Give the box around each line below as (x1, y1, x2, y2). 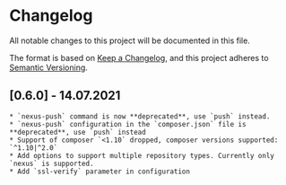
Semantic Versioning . (9, 62, 88, 73)
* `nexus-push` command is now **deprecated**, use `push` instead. (9, 111, 271, 121)
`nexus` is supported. (9, 159, 94, 168)
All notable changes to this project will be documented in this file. (9, 35, 251, 46)
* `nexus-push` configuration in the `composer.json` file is (9, 119, 247, 128)
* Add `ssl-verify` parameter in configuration (9, 167, 191, 176)
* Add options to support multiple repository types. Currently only (9, 151, 275, 160)
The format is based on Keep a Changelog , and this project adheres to (9, 52, 269, 63)
